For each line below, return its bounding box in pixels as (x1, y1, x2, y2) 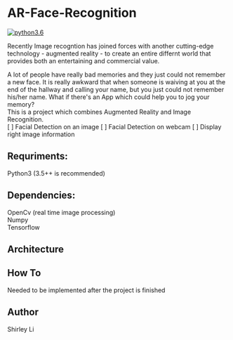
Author (7, 306, 39, 318)
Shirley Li (7, 325, 34, 333)
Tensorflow (7, 223, 40, 231)
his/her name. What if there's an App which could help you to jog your (7, 93, 210, 101)
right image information (7, 130, 75, 138)
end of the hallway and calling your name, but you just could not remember (7, 85, 225, 93)
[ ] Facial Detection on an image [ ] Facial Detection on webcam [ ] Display (7, 122, 222, 131)
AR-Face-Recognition (7, 5, 137, 21)
